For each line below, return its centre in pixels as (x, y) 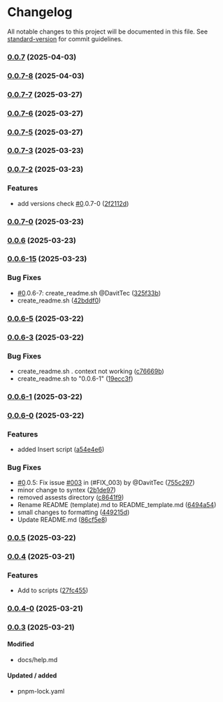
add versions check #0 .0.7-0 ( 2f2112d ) (73, 203)
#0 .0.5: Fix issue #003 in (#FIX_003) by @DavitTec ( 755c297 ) (106, 483)
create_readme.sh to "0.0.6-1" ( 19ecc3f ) (75, 379)
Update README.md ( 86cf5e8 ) (62, 520)
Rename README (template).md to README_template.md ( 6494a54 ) (117, 505)
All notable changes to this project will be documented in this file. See (108, 31)
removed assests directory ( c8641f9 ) (71, 497)
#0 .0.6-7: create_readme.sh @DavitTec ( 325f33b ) (89, 293)
